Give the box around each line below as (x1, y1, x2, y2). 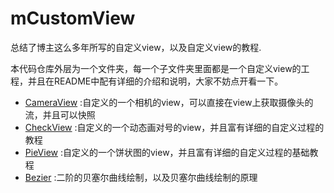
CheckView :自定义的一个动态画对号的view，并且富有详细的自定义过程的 (24, 121, 325, 133)
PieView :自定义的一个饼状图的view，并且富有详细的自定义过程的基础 (24, 146, 310, 158)
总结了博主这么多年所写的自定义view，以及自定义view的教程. (10, 41, 262, 53)
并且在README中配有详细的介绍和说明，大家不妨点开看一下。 (27, 75, 284, 87)
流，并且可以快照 (24, 108, 96, 121)
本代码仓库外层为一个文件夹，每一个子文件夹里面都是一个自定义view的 (10, 62, 302, 74)
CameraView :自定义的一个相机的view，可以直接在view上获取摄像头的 (24, 96, 314, 108)
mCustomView (10, 7, 136, 30)
